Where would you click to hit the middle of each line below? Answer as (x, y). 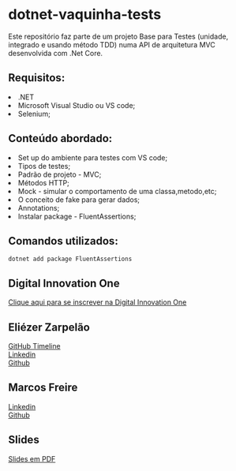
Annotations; (39, 207)
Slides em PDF (32, 458)
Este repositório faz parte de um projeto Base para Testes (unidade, (118, 36)
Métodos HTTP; (44, 182)
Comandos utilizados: (63, 241)
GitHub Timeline (34, 346)
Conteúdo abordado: (60, 138)
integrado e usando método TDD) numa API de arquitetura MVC (112, 44)
